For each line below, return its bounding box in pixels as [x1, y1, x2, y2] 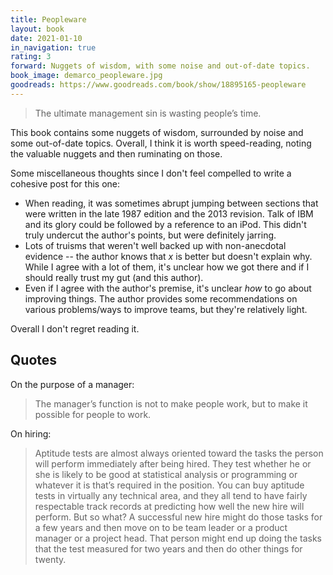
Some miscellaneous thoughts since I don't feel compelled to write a [10, 167, 292, 179]
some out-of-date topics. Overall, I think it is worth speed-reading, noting [10, 137, 312, 149]
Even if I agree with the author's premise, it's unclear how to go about [24, 282, 312, 294]
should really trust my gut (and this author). [24, 271, 204, 283]
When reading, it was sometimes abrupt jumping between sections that [24, 197, 319, 209]
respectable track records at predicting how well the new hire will [34, 500, 305, 512]
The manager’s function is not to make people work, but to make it [34, 397, 308, 410]
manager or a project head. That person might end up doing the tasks [34, 532, 323, 544]
